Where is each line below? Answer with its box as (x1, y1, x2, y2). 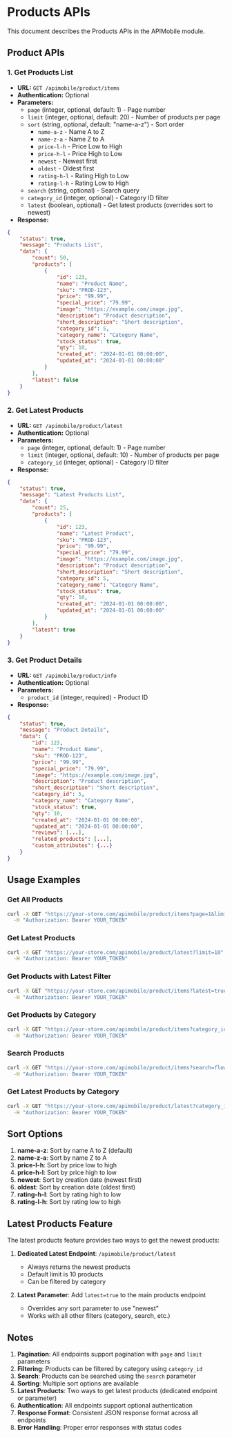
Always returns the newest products (27, 1263, 131, 1271)
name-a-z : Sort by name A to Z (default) (17, 1147, 133, 1155)
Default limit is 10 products (27, 1270, 104, 1279)
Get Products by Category (7, 1010, 97, 1020)
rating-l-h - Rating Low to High (37, 179, 129, 187)
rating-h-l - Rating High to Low (37, 171, 129, 179)
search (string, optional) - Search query (27, 186, 140, 194)
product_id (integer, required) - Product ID (27, 693, 148, 701)
